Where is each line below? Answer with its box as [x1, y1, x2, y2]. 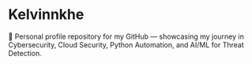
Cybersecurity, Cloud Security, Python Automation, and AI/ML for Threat [8, 40, 245, 49]
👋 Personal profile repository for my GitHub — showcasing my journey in [8, 32, 245, 41]
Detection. [8, 48, 42, 58]
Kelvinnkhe [8, 6, 85, 24]
